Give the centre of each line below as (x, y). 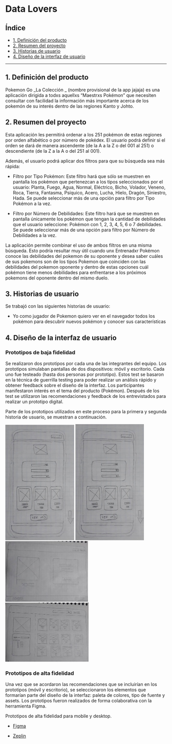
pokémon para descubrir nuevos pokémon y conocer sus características (89, 321)
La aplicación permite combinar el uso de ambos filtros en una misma (79, 245)
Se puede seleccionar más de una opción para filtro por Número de (84, 230)
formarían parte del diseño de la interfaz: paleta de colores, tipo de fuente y (85, 695)
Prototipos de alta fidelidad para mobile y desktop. (58, 716)
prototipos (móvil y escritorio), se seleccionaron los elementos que (76, 690)
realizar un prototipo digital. (34, 402)
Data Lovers (31, 9)
